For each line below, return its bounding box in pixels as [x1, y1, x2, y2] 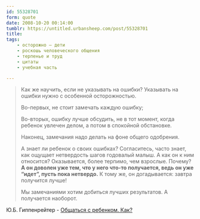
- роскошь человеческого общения [17, 48, 100, 54]
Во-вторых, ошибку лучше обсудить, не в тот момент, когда [20, 115, 175, 123]
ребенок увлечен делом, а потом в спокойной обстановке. [20, 122, 172, 129]
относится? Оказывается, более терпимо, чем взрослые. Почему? [20, 158, 192, 165]
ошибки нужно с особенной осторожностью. [20, 92, 137, 99]
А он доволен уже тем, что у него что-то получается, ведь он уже [20, 164, 194, 171]
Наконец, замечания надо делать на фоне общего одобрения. [20, 133, 180, 141]
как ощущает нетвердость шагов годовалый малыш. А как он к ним [20, 151, 195, 159]
